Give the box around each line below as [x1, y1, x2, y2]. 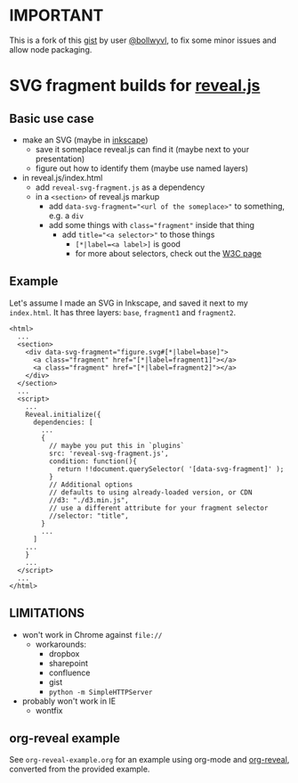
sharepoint [48, 657, 89, 668]
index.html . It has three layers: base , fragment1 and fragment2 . [9, 306, 237, 317]
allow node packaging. [9, 44, 93, 54]
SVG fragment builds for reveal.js [9, 76, 261, 96]
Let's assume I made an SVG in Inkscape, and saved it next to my [9, 298, 249, 308]
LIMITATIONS [9, 606, 85, 621]
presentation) [35, 153, 85, 164]
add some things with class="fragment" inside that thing [48, 219, 255, 230]
